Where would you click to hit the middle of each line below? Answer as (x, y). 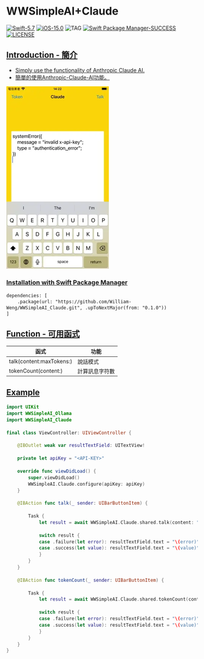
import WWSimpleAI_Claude (39, 420)
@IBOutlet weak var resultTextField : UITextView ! (81, 446)
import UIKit (23, 407)
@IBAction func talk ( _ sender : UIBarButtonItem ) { (83, 503)
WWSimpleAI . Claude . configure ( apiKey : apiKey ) (87, 484)
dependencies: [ (27, 296)
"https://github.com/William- (93, 302)
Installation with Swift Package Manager (67, 282)
